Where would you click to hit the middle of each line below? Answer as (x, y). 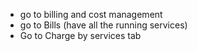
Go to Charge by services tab (80, 35)
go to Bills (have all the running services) (103, 25)
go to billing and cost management (91, 14)
